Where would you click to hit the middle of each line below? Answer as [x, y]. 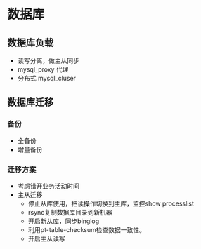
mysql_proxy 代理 [43, 69]
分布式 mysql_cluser [46, 78]
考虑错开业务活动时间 [48, 186]
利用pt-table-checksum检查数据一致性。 [87, 229]
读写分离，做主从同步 [48, 61]
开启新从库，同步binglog [64, 221]
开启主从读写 [46, 238]
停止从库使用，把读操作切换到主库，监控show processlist [111, 203]
